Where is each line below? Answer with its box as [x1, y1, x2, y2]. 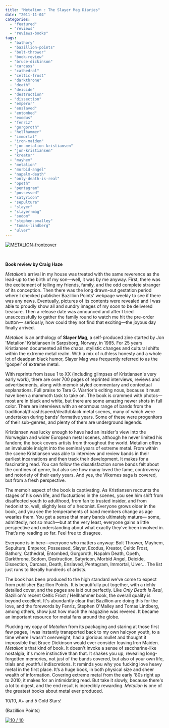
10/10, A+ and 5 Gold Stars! [5, 697, 62, 704]
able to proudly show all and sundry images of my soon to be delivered [5, 303, 153, 309]
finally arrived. [5, 324, 35, 330]
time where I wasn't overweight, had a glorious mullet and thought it [5, 634, 147, 640]
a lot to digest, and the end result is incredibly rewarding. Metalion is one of [5, 682, 162, 689]
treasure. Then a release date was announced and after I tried [5, 308, 134, 314]
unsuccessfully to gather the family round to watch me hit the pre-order [5, 314, 154, 320]
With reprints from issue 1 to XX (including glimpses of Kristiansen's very [5, 371, 157, 377]
